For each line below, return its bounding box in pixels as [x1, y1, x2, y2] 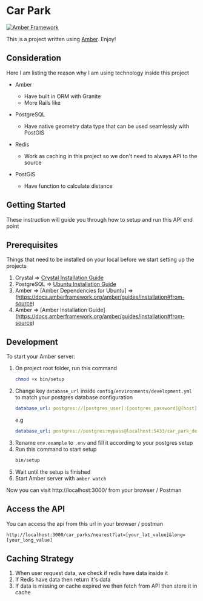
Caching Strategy [6, 553, 74, 563]
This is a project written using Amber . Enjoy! [6, 35, 116, 42]
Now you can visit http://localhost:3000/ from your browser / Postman [6, 486, 182, 494]
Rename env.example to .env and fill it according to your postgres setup [15, 439, 193, 446]
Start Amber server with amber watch [15, 474, 107, 482]
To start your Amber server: [6, 353, 76, 360]
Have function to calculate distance [24, 182, 113, 190]
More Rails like [24, 99, 61, 106]
